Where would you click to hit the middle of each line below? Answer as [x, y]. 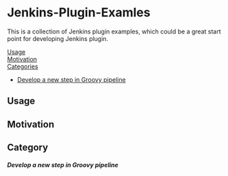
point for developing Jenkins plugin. [58, 38]
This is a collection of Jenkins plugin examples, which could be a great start [114, 31]
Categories [23, 66]
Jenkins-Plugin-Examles [79, 13]
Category [28, 148]
